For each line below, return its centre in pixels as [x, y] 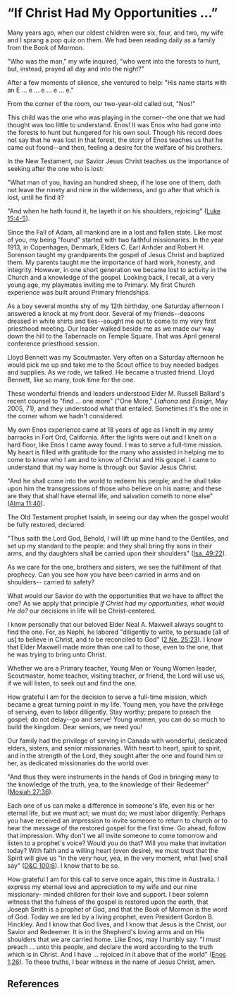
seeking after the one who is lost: [56, 168]
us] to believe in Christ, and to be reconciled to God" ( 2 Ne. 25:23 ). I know [115, 639]
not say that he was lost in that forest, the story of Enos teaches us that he [115, 140]
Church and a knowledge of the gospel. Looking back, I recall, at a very [111, 277]
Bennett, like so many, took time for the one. [71, 379]
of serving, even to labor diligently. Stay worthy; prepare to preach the [109, 712]
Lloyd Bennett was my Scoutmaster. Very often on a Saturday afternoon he [116, 357]
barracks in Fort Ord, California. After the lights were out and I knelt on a [112, 437]
